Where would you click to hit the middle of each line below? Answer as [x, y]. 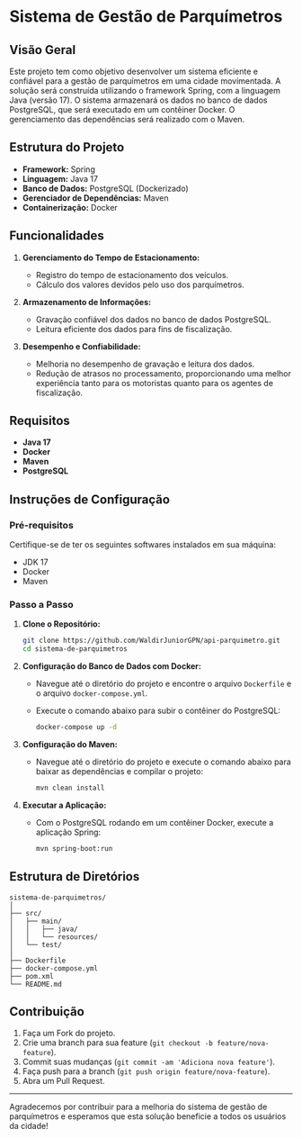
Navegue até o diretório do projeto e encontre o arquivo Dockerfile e [164, 684]
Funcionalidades [57, 236]
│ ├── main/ [36, 921]
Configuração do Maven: [70, 745]
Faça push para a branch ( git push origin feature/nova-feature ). [146, 1071]
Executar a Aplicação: [64, 805]
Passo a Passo [41, 605]
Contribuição [47, 1012]
